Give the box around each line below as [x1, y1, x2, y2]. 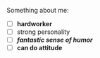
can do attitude [16, 44, 63, 52]
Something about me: [6, 6, 69, 14]
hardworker [16, 20, 52, 28]
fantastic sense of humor [16, 35, 93, 45]
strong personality [16, 28, 70, 36]
